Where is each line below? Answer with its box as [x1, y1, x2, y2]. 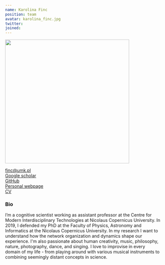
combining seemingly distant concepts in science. [5, 254, 108, 260]
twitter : [5, 21, 23, 26]
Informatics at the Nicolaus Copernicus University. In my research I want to [5, 228, 159, 234]
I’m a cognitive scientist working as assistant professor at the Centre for [5, 212, 152, 218]
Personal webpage [5, 183, 44, 189]
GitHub [5, 178, 20, 184]
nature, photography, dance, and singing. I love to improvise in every [5, 244, 145, 250]
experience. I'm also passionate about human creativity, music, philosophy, [5, 238, 159, 244]
